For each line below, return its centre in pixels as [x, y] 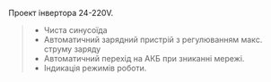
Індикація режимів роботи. [95, 68]
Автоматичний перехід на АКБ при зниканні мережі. [144, 58]
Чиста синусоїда [76, 30]
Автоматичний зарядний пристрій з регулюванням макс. [153, 40]
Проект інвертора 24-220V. [61, 13]
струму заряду [72, 49]
